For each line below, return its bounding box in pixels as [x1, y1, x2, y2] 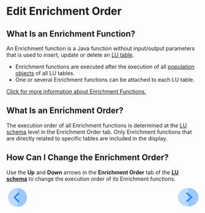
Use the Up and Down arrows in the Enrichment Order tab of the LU [6, 168, 179, 176]
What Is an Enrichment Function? [6, 29, 136, 39]
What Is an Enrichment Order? [6, 106, 124, 116]
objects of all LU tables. [15, 70, 75, 77]
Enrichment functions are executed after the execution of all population [15, 63, 195, 70]
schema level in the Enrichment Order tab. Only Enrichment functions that [6, 128, 192, 135]
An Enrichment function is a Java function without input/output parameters [6, 45, 195, 52]
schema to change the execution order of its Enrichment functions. [6, 175, 176, 182]
